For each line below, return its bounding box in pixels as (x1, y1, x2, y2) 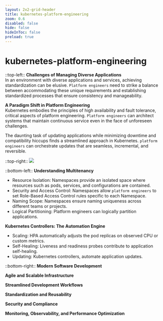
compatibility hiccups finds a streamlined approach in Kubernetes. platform (5, 138, 158, 144)
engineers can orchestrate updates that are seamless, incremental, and (5, 143, 148, 148)
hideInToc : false (5, 30, 41, 35)
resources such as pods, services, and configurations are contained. (12, 182, 151, 188)
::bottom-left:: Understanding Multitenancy (5, 168, 94, 173)
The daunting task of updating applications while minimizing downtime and (5, 132, 156, 138)
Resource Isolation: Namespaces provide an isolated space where (12, 177, 146, 183)
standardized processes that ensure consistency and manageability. (5, 93, 143, 99)
